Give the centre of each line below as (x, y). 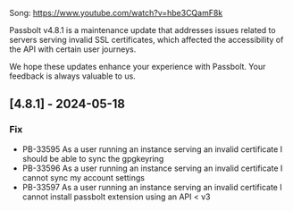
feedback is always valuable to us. (72, 76)
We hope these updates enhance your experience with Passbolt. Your (138, 67)
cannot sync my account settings (84, 177)
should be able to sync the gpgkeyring (93, 158)
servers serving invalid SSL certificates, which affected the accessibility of (146, 40)
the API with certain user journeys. (73, 49)
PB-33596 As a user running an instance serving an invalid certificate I (152, 168)
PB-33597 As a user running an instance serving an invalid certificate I (152, 187)
